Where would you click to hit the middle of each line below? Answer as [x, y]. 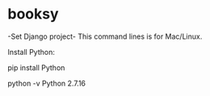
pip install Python [36, 67]
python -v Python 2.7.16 [47, 83]
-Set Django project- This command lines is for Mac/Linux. [105, 36]
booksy [33, 14]
